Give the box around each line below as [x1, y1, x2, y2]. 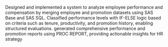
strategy [5, 36, 23, 42]
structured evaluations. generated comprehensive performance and [5, 25, 145, 31]
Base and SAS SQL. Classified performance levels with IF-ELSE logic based [5, 15, 161, 20]
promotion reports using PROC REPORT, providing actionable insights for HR [5, 31, 163, 36]
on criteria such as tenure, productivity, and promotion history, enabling [5, 20, 153, 26]
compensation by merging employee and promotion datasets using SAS [5, 9, 153, 15]
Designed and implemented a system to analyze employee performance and [5, 4, 163, 10]
